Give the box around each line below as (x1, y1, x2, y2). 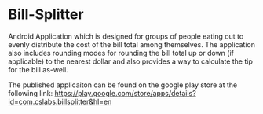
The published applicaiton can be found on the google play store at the (8, 80, 238, 90)
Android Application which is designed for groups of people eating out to (8, 31, 244, 41)
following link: (8, 88, 53, 97)
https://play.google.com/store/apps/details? (54, 88, 196, 97)
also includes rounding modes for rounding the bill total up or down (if (8, 48, 234, 57)
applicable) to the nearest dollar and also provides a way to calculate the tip (8, 57, 254, 66)
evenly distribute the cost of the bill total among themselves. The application (8, 39, 255, 49)
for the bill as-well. (8, 64, 68, 74)
